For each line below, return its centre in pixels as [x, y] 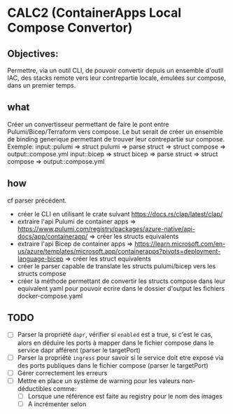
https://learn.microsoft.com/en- [180, 244]
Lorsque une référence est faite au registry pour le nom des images [125, 396]
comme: [65, 388]
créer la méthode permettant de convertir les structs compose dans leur [121, 281]
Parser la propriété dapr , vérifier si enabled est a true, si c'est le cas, [115, 335]
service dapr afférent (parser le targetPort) [79, 350]
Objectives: [33, 54]
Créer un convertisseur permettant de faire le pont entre [88, 124]
